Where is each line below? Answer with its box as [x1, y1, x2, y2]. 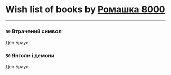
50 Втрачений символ [5, 28, 62, 35]
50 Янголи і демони [5, 52, 55, 59]
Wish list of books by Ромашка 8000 [5, 4, 165, 15]
